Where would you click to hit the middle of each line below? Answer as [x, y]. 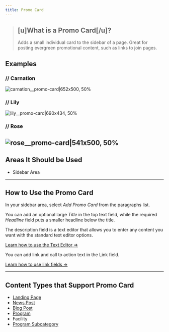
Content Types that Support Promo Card [70, 285]
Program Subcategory [35, 324]
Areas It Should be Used [44, 160]
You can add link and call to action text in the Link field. [62, 255]
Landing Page [27, 297]
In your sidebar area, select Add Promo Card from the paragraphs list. [77, 205]
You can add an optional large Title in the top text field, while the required [81, 215]
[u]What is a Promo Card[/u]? [64, 31]
